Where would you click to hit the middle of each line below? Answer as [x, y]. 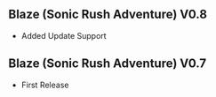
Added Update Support [64, 35]
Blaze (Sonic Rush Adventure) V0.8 [108, 15]
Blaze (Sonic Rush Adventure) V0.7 [107, 64]
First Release [45, 85]
